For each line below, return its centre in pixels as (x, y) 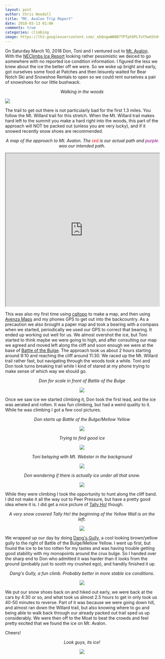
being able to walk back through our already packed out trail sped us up (77, 612)
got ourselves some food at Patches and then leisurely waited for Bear (76, 72)
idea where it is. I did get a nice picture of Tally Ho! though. (64, 504)
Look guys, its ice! (82, 642)
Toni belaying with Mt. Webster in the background (82, 457)
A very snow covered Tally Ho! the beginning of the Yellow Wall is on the (82, 514)
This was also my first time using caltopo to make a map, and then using (78, 314)
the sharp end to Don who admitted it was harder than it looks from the (76, 559)
